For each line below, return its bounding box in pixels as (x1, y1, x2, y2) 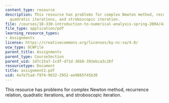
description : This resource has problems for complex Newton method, (5, 12, 154, 17)
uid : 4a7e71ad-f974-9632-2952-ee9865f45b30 (5, 73, 98, 78)
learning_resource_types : (5, 31, 59, 36)
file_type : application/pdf (5, 26, 64, 31)
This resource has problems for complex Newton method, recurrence (5, 86, 149, 92)
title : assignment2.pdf (5, 68, 55, 73)
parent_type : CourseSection (5, 54, 64, 59)
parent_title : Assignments (5, 49, 62, 54)
